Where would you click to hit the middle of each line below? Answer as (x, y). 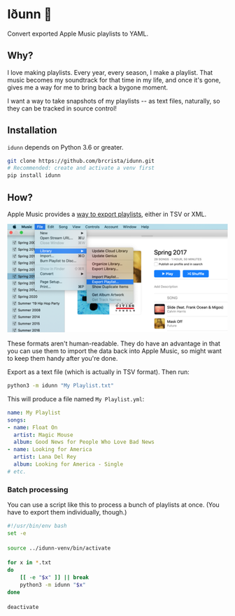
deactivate (23, 607)
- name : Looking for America (50, 450)
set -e (17, 533)
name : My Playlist (34, 413)
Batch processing (38, 489)
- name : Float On (33, 427)
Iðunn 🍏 (30, 14)
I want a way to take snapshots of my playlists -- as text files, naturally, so (114, 101)
